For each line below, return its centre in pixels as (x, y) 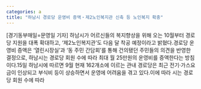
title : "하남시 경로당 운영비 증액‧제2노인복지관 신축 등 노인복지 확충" (85, 17)
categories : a (24, 12)
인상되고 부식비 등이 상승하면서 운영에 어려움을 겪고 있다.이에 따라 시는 (100, 72)
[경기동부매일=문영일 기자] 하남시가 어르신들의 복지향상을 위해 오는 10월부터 (95, 35)
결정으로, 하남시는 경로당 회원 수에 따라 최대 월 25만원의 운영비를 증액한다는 (95, 57)
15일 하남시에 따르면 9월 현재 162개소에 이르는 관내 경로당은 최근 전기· (99, 65)
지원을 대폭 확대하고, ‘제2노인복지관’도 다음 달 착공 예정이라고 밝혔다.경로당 (100, 42)
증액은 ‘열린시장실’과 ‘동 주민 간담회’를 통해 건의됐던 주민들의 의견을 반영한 (104, 50)
